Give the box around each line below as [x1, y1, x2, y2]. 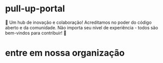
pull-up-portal [5, 3, 65, 14]
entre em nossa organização [5, 48, 125, 59]
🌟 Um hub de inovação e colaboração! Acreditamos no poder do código [5, 19, 152, 25]
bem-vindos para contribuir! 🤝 [5, 30, 67, 36]
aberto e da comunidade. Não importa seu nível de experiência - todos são [5, 24, 159, 30]
